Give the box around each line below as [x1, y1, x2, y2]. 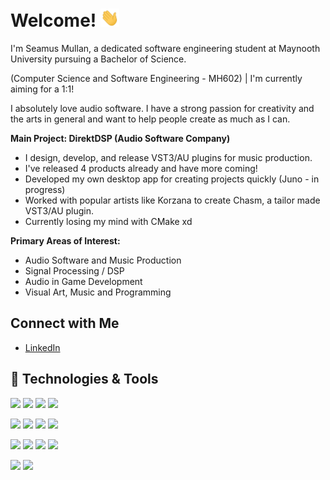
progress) [24, 184, 66, 196]
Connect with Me [10, 315, 120, 332]
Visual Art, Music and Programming [24, 286, 172, 298]
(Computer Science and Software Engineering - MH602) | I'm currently [10, 73, 303, 85]
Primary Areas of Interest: [10, 235, 121, 247]
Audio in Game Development [24, 276, 143, 288]
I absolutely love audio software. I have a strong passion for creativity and [10, 103, 315, 115]
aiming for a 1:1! [10, 83, 75, 95]
